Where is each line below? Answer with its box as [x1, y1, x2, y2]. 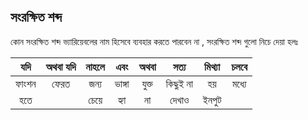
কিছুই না [165, 76, 193, 90]
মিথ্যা [204, 60, 221, 74]
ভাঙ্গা [114, 76, 130, 90]
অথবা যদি [45, 60, 77, 74]
